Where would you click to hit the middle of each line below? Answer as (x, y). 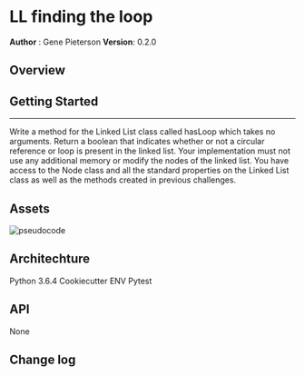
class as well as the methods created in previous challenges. (123, 180)
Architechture (50, 259)
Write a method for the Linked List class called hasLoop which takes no (143, 132)
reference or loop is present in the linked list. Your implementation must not (150, 151)
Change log (43, 359)
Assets (30, 208)
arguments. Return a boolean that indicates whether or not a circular (137, 142)
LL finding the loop (81, 17)
